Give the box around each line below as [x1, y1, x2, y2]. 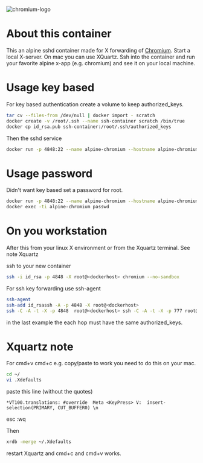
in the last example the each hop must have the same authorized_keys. [6, 319, 183, 326]
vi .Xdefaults [6, 377, 42, 383]
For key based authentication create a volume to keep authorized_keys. [6, 100, 184, 108]
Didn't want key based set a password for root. [6, 187, 123, 194]
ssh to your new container [6, 263, 71, 269]
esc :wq [6, 415, 26, 423]
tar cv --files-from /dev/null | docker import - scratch [6, 112, 155, 118]
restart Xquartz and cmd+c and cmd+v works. [6, 450, 122, 457]
